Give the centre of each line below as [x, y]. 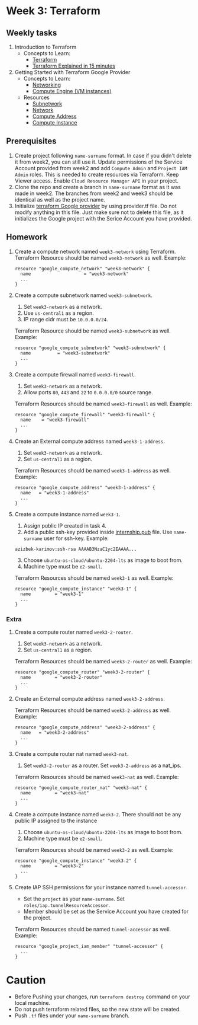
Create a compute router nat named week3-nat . [72, 753]
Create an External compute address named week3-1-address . [90, 441]
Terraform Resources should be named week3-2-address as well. [93, 710]
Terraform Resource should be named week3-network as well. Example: [101, 258]
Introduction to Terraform [46, 47]
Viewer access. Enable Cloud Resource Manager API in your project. [97, 181]
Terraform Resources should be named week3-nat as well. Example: [97, 777]
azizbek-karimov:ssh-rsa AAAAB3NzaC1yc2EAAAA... [76, 549]
